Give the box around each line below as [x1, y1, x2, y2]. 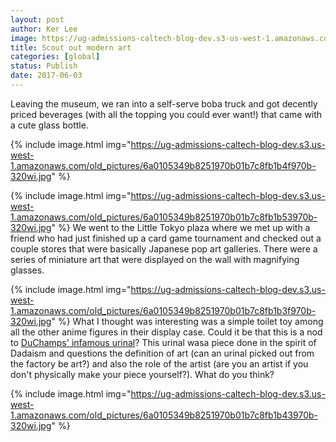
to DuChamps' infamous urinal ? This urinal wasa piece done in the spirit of [10, 336, 317, 348]
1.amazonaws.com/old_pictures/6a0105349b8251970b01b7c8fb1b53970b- [10, 211, 318, 223]
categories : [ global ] [10, 52, 101, 62]
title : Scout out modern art [10, 42, 132, 53]
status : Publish [10, 61, 78, 71]
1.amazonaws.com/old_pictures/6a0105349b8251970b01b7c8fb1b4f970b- [10, 159, 317, 171]
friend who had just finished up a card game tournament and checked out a [10, 232, 322, 244]
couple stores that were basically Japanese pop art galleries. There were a [10, 242, 318, 255]
